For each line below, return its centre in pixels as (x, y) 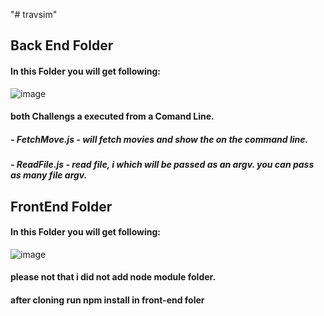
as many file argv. (49, 175)
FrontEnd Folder (61, 206)
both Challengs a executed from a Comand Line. (112, 116)
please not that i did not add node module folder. (113, 277)
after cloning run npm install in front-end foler (107, 300)
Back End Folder (62, 45)
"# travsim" (34, 14)
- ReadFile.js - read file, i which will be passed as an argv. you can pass (162, 165)
